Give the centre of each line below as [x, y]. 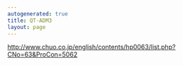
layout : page [27, 27]
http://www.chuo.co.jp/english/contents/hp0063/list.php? [91, 47]
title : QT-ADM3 [30, 20]
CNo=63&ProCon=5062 [43, 54]
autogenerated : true [38, 14]
